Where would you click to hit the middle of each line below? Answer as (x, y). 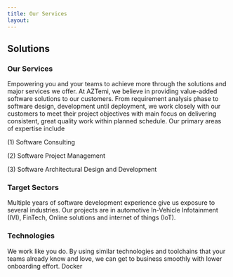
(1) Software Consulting (41, 142)
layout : (19, 20)
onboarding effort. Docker (45, 266)
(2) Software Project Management (56, 156)
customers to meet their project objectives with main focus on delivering (112, 114)
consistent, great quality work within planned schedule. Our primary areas (114, 121)
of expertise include (36, 129)
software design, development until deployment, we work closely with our (114, 107)
